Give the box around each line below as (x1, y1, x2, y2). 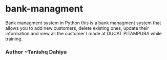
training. (5, 36, 23, 42)
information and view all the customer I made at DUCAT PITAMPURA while (5, 30, 162, 36)
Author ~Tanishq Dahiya (5, 48, 67, 55)
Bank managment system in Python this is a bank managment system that (5, 20, 161, 26)
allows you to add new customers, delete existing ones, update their (5, 25, 150, 31)
